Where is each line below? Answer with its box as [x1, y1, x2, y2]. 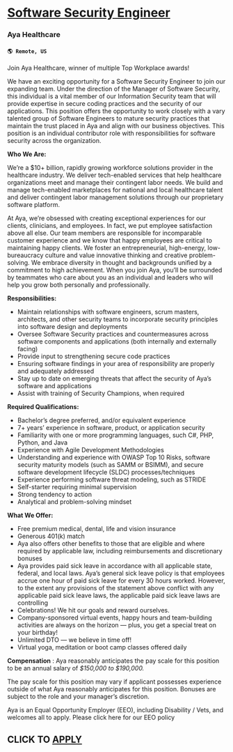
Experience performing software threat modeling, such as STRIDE [17, 475, 207, 484]
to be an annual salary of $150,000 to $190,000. [7, 664, 145, 673]
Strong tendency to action [17, 490, 93, 499]
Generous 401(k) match [17, 532, 86, 541]
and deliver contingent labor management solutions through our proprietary [7, 193, 224, 201]
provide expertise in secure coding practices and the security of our [7, 100, 203, 108]
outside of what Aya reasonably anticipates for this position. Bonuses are [7, 685, 216, 693]
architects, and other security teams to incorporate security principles [17, 315, 218, 323]
